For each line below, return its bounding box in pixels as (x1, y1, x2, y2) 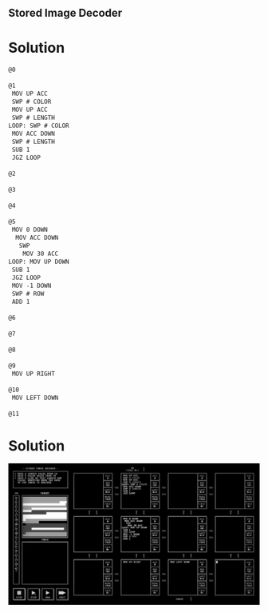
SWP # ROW (11, 290, 45, 298)
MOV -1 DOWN (11, 282, 52, 290)
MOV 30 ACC (22, 250, 59, 258)
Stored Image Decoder (8, 6, 123, 20)
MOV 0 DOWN (11, 226, 48, 234)
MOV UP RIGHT (11, 370, 56, 379)
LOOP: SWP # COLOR (8, 122, 69, 130)
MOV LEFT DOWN (11, 394, 59, 403)
